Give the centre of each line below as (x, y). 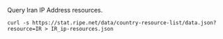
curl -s (18, 23)
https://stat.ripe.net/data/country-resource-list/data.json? (124, 23)
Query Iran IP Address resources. (55, 10)
